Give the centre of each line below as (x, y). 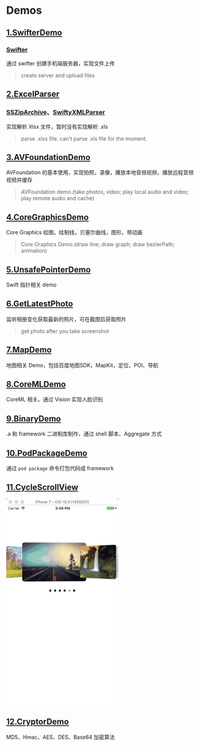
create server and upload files (58, 75)
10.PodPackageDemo (47, 453)
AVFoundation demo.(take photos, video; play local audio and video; (105, 192)
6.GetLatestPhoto (40, 304)
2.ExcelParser (33, 94)
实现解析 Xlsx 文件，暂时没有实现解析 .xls (57, 126)
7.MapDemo (29, 350)
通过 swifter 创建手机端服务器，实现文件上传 (61, 63)
